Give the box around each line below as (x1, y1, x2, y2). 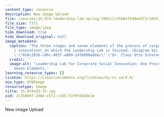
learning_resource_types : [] (5, 71, 64, 76)
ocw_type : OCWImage (5, 79, 45, 84)
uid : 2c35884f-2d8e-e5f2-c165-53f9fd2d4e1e (5, 93, 95, 98)
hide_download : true (5, 30, 47, 35)
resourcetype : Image (5, 84, 47, 89)
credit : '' (9, 57, 32, 62)
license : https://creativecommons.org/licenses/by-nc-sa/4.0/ (5, 75, 134, 80)
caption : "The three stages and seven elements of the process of (9, 43, 147, 48)
